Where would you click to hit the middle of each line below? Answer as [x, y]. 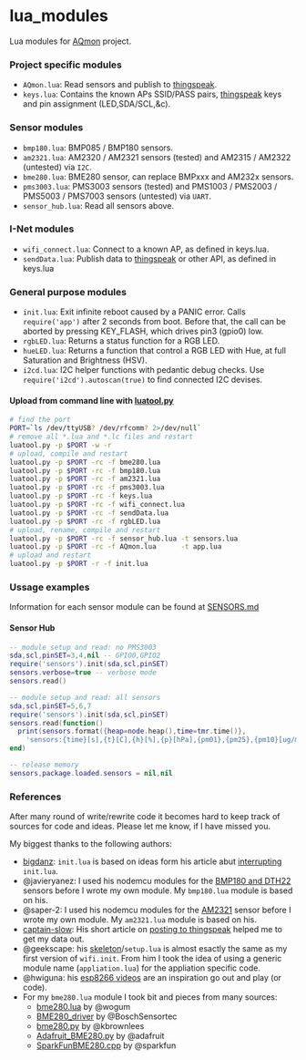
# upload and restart [51, 556]
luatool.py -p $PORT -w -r [61, 445]
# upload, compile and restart [69, 453]
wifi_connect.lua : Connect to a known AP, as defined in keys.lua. [146, 249]
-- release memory [44, 765]
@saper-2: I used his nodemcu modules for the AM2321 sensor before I [157, 910]
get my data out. [53, 939]
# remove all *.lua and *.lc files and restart [102, 437]
